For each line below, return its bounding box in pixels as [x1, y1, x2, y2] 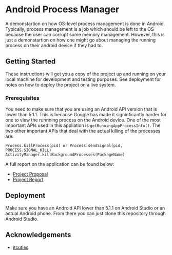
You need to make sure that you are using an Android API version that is [5, 106, 158, 112]
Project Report [12, 177, 44, 183]
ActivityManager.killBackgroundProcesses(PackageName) [5, 152, 125, 157]
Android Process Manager [5, 4, 120, 15]
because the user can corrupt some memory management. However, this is [5, 31, 165, 37]
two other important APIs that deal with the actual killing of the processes [5, 128, 161, 134]
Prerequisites [5, 94, 40, 101]
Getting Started [5, 57, 56, 66]
